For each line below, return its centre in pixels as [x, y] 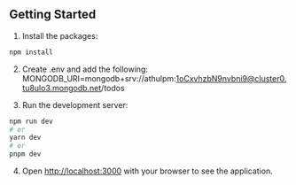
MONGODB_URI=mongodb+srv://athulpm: [99, 78]
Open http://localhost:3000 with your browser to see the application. [147, 171]
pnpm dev [25, 154]
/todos [113, 88]
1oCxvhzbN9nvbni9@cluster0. [231, 78]
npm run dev [31, 121]
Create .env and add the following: [85, 69]
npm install [31, 52]
